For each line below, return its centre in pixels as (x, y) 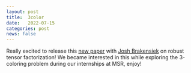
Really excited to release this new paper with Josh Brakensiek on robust (95, 51)
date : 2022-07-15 (31, 23)
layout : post (23, 12)
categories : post (28, 28)
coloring (17, 64)
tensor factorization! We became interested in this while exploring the (92, 57)
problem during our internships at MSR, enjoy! (85, 64)
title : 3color (25, 17)
